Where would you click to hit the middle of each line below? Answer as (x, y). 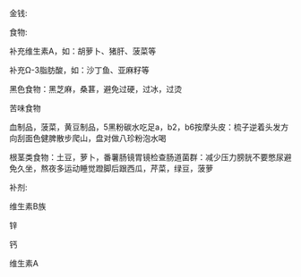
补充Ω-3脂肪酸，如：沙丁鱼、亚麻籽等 (79, 70)
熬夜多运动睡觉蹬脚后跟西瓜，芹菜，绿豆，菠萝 (126, 168)
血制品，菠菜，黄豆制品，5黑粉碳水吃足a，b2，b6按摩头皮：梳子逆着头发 (145, 127)
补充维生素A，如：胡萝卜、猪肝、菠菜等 (83, 51)
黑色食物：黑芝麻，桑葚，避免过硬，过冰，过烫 (95, 89)
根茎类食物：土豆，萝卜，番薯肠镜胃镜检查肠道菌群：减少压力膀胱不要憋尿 (146, 157)
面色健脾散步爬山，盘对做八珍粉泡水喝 (95, 138)
